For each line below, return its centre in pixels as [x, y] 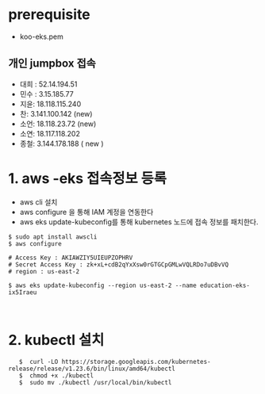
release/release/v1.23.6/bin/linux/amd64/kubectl [92, 369]
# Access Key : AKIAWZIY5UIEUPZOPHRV [71, 258]
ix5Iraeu [23, 292]
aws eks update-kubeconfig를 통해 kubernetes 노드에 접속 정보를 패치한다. [139, 222]
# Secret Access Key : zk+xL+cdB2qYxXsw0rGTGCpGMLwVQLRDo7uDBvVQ [118, 264]
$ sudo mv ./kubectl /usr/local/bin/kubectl [95, 382]
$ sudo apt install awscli [53, 237]
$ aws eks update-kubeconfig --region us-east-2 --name [102, 285]
